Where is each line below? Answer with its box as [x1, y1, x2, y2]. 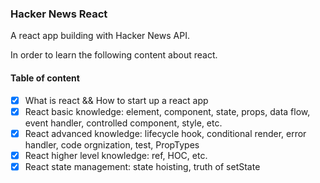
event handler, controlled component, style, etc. [24, 117, 223, 129]
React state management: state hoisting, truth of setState [24, 160, 261, 172]
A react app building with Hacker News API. [10, 30, 190, 42]
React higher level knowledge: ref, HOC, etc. [24, 149, 208, 161]
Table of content [10, 72, 80, 84]
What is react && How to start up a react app [24, 94, 209, 106]
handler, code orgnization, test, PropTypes [24, 138, 200, 151]
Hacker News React [10, 7, 108, 21]
